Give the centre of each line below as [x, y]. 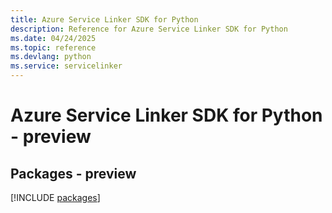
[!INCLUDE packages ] [55, 197]
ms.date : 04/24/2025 [53, 38]
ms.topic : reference [53, 47]
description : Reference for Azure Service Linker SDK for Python [149, 29]
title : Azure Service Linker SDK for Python [104, 19]
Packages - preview [73, 173]
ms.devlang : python [51, 57]
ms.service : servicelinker [66, 66]
